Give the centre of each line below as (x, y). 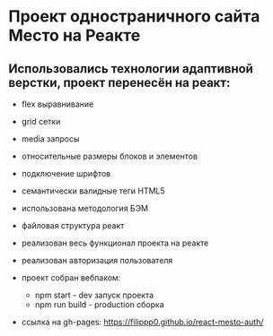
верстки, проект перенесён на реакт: (119, 82)
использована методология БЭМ (85, 208)
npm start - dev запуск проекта (94, 295)
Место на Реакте (75, 35)
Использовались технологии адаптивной (131, 69)
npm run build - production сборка (100, 305)
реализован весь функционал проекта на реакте (115, 243)
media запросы (50, 139)
